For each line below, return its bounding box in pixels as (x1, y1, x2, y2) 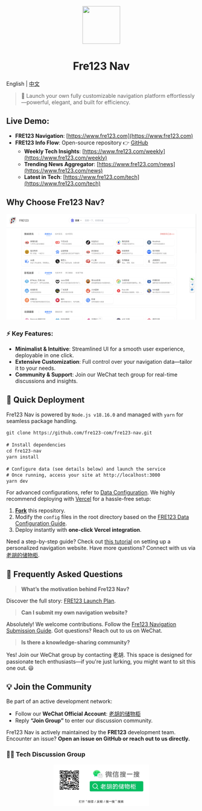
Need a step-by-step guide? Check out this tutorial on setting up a (6, 538, 171, 545)
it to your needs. (14, 364, 56, 372)
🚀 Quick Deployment (6, 395, 85, 405)
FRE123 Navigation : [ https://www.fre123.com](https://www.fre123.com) (14, 132, 194, 139)
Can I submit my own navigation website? (21, 609, 128, 616)
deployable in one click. (14, 351, 74, 359)
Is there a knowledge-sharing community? (21, 638, 130, 646)
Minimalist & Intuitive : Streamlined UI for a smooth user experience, (14, 345, 185, 352)
